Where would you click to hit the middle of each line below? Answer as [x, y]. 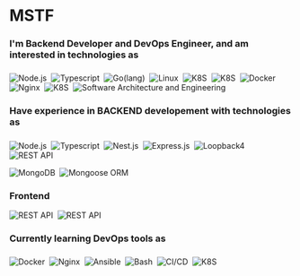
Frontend [30, 195]
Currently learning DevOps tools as [88, 238]
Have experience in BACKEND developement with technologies [150, 111]
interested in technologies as [74, 55]
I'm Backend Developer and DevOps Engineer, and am [129, 44]
